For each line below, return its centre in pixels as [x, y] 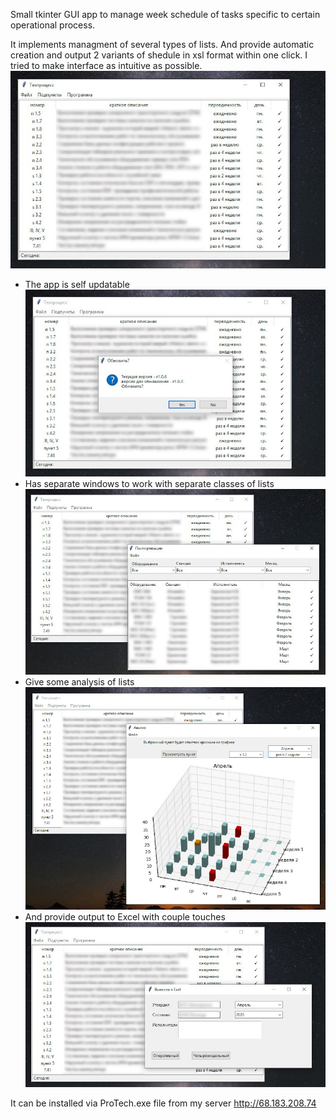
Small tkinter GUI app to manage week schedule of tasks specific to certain [165, 14]
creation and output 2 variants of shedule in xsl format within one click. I [159, 55]
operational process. [53, 25]
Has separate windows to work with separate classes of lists [149, 483]
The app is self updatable [77, 284]
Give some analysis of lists [79, 682]
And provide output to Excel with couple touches [125, 916]
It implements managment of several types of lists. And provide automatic [162, 44]
